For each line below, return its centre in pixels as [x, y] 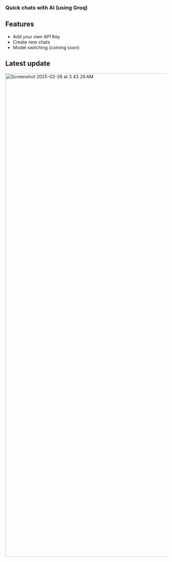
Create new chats [31, 42]
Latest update [28, 64]
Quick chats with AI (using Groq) [47, 8]
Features [20, 24]
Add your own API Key [36, 36]
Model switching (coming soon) [46, 47]
